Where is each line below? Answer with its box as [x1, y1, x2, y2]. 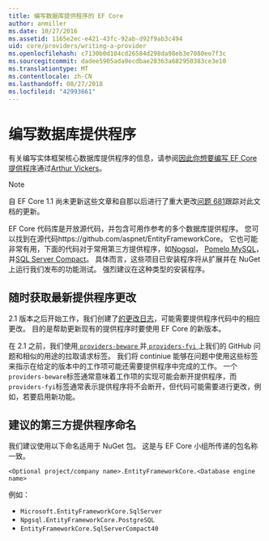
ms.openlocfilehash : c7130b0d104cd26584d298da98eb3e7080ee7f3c [8, 50, 227, 58]
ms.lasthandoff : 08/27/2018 [8, 80, 104, 88]
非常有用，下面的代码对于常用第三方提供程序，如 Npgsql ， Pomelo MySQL [8, 245, 257, 254]
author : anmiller [8, 19, 67, 28]
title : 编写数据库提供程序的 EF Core [8, 11, 124, 20]
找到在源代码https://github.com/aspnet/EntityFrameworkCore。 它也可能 [15, 234, 258, 244]
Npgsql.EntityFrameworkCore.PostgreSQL [19, 516, 156, 524]
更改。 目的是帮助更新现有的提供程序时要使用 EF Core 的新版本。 [8, 324, 226, 334]
